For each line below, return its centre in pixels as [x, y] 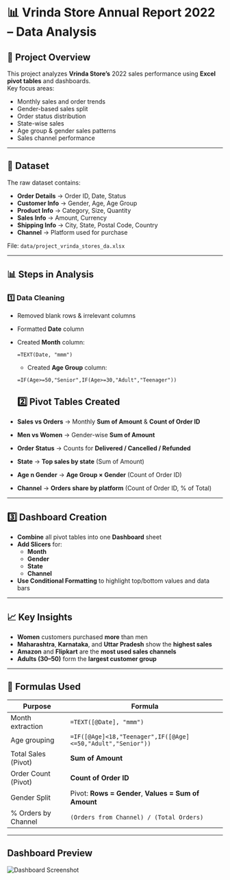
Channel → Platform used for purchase [72, 232]
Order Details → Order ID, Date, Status [72, 196]
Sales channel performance [56, 138]
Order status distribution [51, 116]
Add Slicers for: [40, 544]
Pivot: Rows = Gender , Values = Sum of [135, 793]
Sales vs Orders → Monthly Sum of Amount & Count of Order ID [108, 421]
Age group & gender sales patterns [66, 131]
